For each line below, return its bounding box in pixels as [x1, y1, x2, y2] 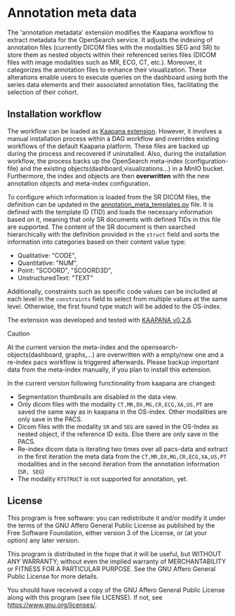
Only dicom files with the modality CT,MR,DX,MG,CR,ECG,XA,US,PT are [17, 400, 214, 408]
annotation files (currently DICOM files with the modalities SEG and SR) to [7, 43, 220, 51]
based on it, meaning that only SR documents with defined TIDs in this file [7, 215, 221, 223]
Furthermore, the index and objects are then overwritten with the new [7, 171, 210, 180]
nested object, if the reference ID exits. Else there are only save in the [17, 430, 219, 438]
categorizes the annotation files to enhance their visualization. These [7, 65, 207, 74]
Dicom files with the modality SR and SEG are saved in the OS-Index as [17, 422, 219, 431]
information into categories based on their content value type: [7, 237, 187, 246]
